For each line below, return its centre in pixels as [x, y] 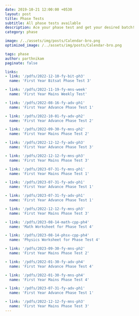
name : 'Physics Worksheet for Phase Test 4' [55, 240]
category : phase [21, 32]
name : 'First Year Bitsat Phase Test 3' [50, 81]
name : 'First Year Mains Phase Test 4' [49, 280]
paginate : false [21, 63]
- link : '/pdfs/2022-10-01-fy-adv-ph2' [45, 116]
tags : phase [17, 54]
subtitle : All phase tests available [43, 23]
